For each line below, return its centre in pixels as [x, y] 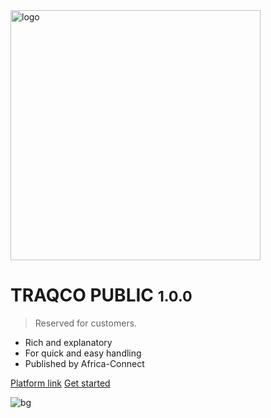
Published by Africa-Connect [84, 363]
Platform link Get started [60, 383]
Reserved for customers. [86, 323]
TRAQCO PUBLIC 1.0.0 [101, 295]
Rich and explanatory [68, 342]
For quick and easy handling [83, 353]
